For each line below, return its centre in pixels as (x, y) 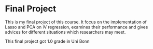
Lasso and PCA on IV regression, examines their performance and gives (76, 27)
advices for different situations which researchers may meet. (65, 32)
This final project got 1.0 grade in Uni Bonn (47, 41)
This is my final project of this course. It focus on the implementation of (76, 22)
